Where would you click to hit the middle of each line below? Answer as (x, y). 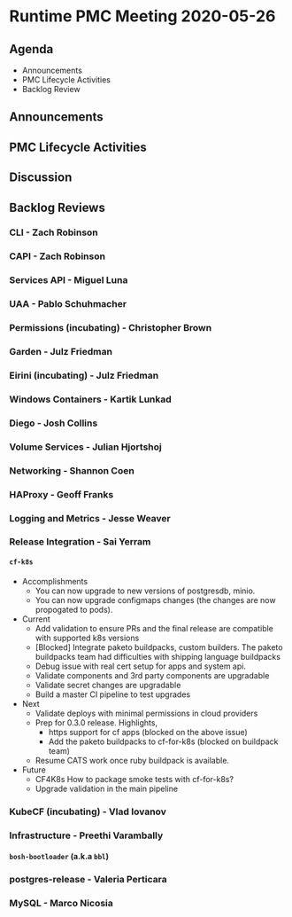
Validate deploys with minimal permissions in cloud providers (146, 713)
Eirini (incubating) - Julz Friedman (84, 376)
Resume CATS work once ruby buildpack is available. (132, 760)
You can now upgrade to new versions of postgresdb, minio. (145, 591)
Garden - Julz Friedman (61, 352)
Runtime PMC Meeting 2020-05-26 (142, 16)
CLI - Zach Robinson (54, 232)
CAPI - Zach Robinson (58, 256)
